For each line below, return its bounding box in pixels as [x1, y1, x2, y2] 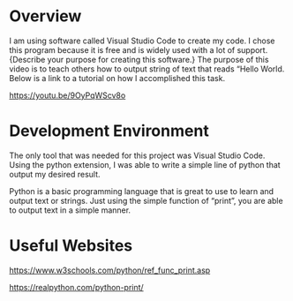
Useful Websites [9, 236, 133, 256]
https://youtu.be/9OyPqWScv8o [9, 90, 126, 101]
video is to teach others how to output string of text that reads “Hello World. [9, 64, 285, 74]
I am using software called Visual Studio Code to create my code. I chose [9, 35, 275, 46]
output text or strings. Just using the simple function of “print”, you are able [9, 195, 284, 206]
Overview [9, 6, 82, 26]
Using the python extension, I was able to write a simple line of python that [9, 159, 281, 169]
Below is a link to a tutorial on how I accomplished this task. [9, 72, 226, 83]
